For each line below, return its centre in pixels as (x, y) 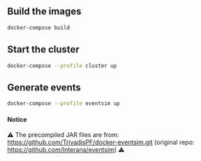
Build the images (44, 12)
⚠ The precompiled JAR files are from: (63, 135)
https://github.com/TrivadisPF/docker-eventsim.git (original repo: (101, 142)
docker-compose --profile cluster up (62, 66)
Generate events (44, 87)
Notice (17, 119)
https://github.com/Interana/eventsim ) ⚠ (66, 150)
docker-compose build (39, 27)
